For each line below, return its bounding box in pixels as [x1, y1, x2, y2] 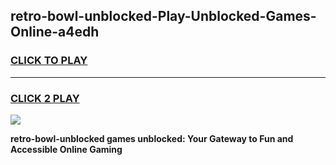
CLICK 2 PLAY [10, 91, 80, 105]
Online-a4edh [10, 24, 100, 41]
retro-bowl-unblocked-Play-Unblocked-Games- [10, 8, 317, 25]
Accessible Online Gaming [10, 143, 123, 155]
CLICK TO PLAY [10, 54, 88, 68]
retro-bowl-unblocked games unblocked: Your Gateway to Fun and [10, 132, 294, 144]
